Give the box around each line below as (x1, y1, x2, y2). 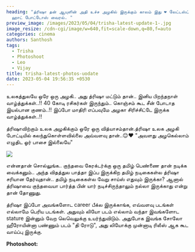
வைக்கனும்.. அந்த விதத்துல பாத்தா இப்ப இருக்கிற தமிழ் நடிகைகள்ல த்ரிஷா (6, 169, 179, 176)
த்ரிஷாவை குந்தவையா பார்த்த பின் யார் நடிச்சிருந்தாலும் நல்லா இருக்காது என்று (6, 182, 188, 190)
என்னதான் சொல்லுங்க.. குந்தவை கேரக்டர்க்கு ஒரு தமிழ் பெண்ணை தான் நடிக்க (6, 162, 187, 169)
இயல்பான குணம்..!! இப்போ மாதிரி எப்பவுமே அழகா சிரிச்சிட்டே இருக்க (6, 106, 170, 113)
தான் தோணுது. (6, 189, 42, 197)
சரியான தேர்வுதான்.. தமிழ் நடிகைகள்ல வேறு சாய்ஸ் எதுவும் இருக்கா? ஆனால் (6, 175, 184, 183)
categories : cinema (6, 31, 56, 37)
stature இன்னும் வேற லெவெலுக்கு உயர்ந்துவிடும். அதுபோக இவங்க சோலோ (6, 215, 183, 222)
